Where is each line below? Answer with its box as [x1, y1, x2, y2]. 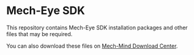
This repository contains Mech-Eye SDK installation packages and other [6, 24, 188, 31]
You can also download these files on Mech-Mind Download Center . [6, 42, 178, 50]
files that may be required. [6, 30, 73, 37]
